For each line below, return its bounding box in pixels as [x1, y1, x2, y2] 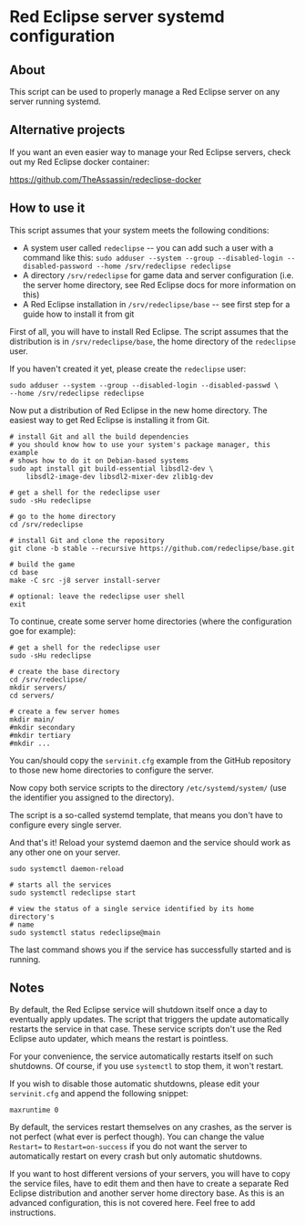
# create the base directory [9, 667, 120, 676]
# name [9, 919, 35, 929]
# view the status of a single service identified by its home [9, 904, 255, 913]
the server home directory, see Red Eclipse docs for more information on [22, 279, 297, 290]
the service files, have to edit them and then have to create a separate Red [9, 1178, 290, 1189]
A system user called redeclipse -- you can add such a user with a [22, 242, 274, 253]
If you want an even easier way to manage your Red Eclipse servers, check [9, 146, 291, 157]
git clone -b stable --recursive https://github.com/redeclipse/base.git [9, 544, 296, 553]
